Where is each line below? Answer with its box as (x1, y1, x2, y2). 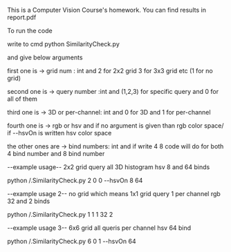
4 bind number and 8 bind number (7, 150, 105, 157)
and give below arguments (7, 53, 83, 61)
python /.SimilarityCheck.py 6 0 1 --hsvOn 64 (7, 238, 136, 245)
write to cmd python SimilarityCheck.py (7, 40, 120, 48)
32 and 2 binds (7, 197, 50, 205)
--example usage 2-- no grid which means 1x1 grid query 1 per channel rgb (7, 190, 221, 197)
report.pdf (7, 13, 37, 21)
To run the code (7, 27, 53, 35)
